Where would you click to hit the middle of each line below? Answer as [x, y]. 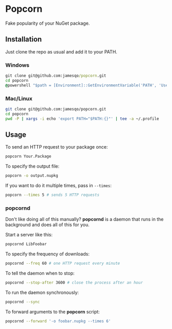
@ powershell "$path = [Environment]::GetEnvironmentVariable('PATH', [81, 85]
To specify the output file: [33, 166]
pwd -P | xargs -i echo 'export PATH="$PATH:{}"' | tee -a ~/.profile [82, 119]
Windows [17, 65]
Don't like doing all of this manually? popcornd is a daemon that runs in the [84, 220]
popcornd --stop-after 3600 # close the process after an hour [74, 283]
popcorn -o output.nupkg [32, 176]
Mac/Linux [19, 98]
